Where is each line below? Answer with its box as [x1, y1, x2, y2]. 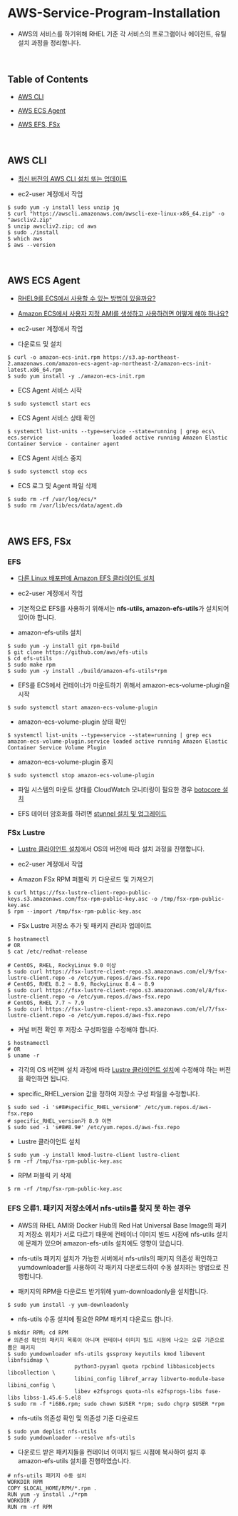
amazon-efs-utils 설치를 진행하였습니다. [17, 1456, 132, 1465]
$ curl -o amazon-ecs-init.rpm [7, 354, 100, 361]
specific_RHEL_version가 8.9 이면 [14, 1118, 112, 1125]
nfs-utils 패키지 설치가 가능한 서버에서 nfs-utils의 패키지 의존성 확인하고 [17, 1254, 219, 1263]
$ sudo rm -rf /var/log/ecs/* [7, 496, 98, 503]
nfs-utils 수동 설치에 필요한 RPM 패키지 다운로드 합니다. [17, 1315, 173, 1323]
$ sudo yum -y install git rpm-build [7, 642, 120, 650]
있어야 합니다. [17, 613, 57, 622]
